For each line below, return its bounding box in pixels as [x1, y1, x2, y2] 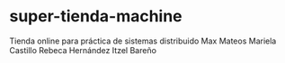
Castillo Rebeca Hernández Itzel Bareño [9, 44, 157, 55]
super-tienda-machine [9, 6, 183, 27]
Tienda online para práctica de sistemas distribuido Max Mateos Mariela [9, 35, 277, 46]
